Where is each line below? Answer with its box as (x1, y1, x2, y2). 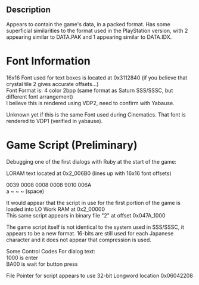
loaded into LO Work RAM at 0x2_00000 (6, 206, 105, 213)
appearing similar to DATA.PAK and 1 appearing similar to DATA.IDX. (6, 33, 172, 41)
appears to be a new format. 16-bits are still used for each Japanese (6, 229, 174, 237)
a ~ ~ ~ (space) (6, 188, 45, 195)
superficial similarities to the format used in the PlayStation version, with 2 (6, 27, 188, 34)
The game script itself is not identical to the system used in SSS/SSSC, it (6, 223, 185, 231)
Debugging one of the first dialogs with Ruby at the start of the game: (6, 158, 177, 165)
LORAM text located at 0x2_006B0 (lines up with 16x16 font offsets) (6, 170, 172, 177)
